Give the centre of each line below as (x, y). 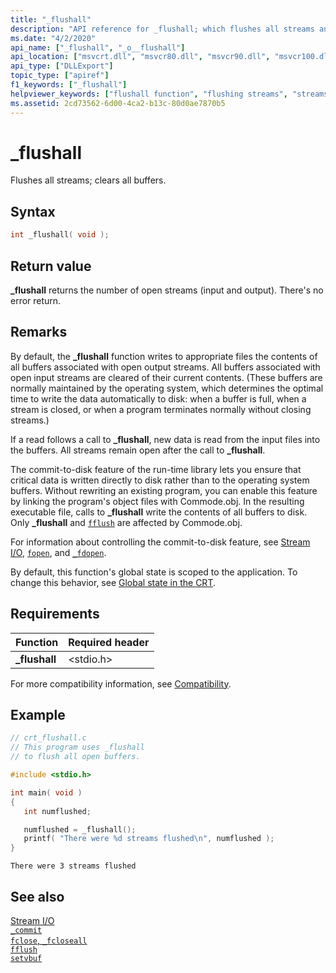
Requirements (55, 614)
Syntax (33, 211)
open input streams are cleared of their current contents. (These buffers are (166, 377)
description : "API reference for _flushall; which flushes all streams (162, 29)
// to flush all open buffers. (75, 757)
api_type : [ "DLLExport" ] (62, 66)
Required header (109, 642)
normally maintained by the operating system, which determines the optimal (167, 388)
